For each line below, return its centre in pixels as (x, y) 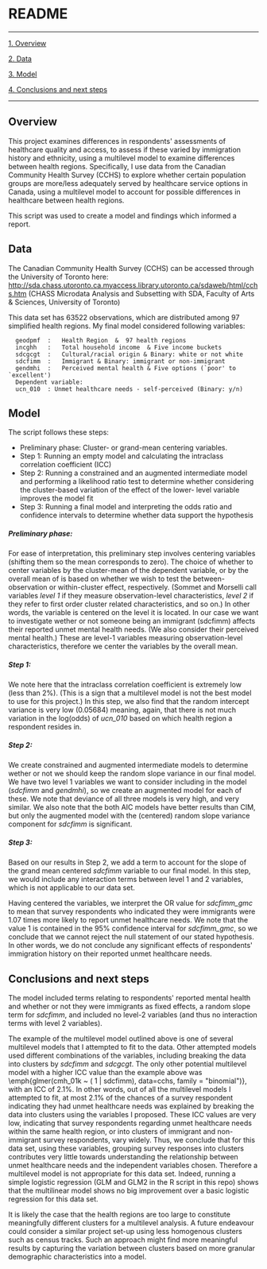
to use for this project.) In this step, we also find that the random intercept (129, 702)
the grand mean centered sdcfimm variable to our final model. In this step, (130, 871)
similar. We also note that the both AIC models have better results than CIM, (132, 807)
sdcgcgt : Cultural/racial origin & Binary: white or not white (130, 354)
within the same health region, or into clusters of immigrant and (112, 1132)
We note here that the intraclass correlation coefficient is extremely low (125, 685)
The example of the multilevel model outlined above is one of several (121, 1039)
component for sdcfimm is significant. (70, 824)
